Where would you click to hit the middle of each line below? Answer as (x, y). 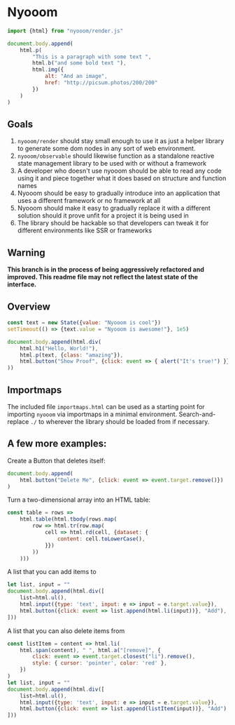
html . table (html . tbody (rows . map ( (69, 519)
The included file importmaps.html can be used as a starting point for (106, 406)
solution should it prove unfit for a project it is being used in (103, 215)
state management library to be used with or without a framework (112, 164)
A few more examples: (57, 444)
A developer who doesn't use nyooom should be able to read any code (119, 171)
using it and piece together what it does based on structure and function (122, 178)
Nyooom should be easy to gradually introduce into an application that (119, 193)
